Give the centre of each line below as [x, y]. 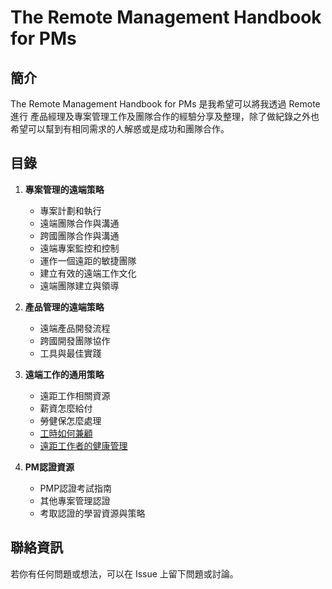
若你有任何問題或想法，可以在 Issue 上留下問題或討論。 [124, 573]
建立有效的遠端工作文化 [88, 273]
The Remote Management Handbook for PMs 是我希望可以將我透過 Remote [165, 104]
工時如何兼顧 [66, 433]
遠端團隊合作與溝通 [79, 223]
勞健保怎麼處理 [70, 420]
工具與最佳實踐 [70, 353]
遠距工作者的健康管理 [83, 445]
